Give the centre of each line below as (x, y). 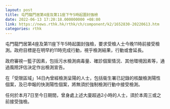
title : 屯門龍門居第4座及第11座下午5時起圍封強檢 (52, 15)
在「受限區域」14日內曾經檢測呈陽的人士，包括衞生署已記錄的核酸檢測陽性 (83, 78)
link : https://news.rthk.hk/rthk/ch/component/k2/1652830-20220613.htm (82, 24)
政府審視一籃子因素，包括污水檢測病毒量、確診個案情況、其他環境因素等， (83, 61)
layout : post (19, 10)
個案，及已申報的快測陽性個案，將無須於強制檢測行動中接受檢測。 (74, 85)
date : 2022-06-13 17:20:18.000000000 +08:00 (53, 19)
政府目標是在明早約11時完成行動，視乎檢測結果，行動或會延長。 (80, 50)
